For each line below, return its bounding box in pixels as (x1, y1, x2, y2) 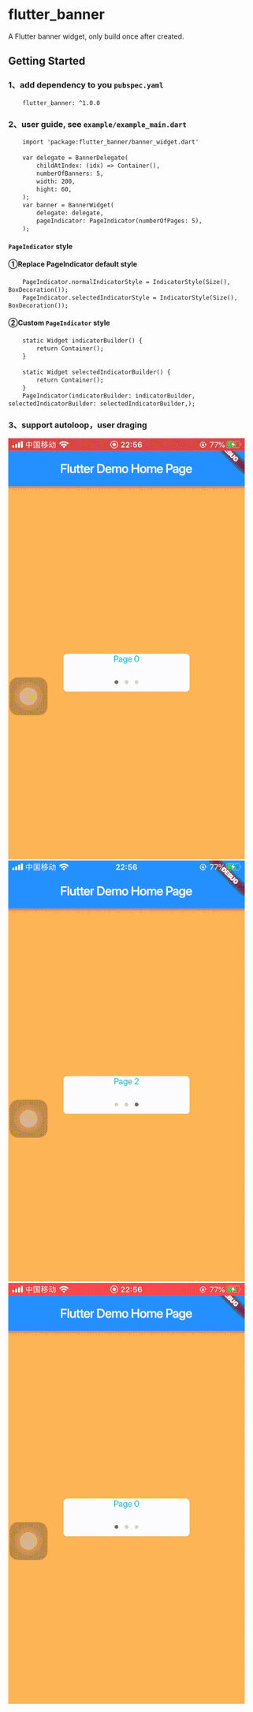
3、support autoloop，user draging (8, 420, 147, 431)
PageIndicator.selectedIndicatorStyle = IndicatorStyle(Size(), (22, 293, 238, 301)
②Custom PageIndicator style (8, 318, 110, 328)
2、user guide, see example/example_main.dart (8, 118, 187, 129)
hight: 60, (36, 185, 73, 193)
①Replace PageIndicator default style (8, 259, 138, 269)
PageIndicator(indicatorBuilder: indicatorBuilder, (22, 392, 195, 400)
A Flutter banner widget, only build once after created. (8, 32, 184, 41)
